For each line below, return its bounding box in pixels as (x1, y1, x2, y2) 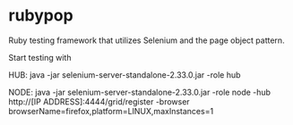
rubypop (8, 5, 73, 26)
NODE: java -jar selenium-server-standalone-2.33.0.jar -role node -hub (8, 87, 271, 97)
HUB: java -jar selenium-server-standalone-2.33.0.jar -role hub (8, 69, 241, 80)
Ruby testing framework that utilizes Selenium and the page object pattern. (8, 35, 285, 46)
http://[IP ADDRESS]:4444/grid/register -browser (8, 96, 190, 107)
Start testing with (8, 52, 72, 62)
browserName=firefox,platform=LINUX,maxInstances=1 (8, 105, 214, 116)
